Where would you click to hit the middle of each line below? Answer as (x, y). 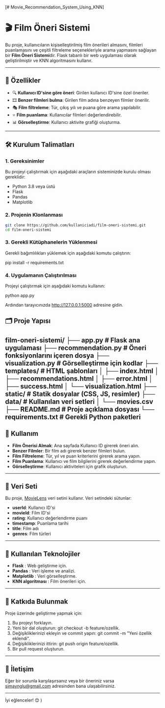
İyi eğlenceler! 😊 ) (24, 700)
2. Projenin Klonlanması (34, 215)
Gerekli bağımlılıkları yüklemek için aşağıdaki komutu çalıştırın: (68, 253)
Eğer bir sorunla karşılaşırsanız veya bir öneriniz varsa (60, 680)
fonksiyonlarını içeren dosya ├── (57, 355)
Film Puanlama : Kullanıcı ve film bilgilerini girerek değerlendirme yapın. (84, 461)
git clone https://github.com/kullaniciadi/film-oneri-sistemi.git (76, 225)
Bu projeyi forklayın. (32, 623)
